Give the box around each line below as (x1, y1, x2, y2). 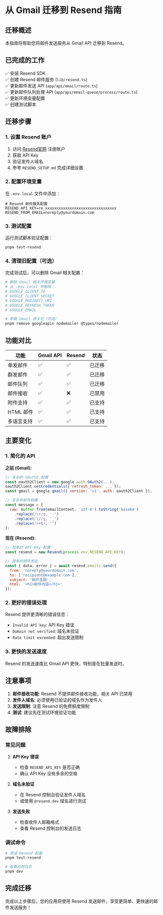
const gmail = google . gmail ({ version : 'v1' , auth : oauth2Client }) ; (5, 489, 153, 494)
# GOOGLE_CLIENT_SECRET (5, 294, 55, 299)
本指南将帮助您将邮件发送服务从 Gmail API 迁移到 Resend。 (5, 40, 127, 46)
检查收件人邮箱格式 (19, 819, 60, 825)
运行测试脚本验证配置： (5, 235, 53, 241)
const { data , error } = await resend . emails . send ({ (5, 563, 117, 568)
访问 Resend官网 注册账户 (12, 146, 66, 152)
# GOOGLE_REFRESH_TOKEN (5, 303, 55, 308)
